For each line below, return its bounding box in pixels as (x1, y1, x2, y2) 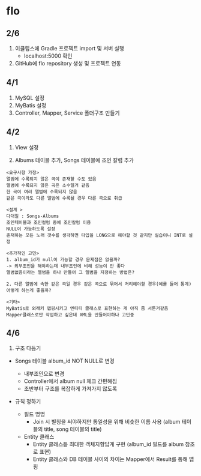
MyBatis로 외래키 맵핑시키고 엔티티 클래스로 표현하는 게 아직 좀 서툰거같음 (6, 305, 169, 312)
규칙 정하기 (14, 398, 41, 405)
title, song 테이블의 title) (44, 426, 102, 433)
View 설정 (14, 143, 39, 151)
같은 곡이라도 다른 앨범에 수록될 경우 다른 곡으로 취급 (6, 195, 122, 201)
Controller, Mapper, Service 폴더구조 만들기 (14, 109, 120, 116)
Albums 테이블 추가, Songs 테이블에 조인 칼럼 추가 (14, 156, 134, 163)
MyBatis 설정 (14, 101, 47, 109)
